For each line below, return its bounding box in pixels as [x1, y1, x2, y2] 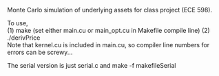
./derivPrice [7, 34, 41, 42]
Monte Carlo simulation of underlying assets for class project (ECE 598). [7, 6, 212, 14]
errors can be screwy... [7, 48, 73, 56]
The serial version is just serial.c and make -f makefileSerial [7, 62, 176, 69]
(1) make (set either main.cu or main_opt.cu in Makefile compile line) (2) [7, 27, 210, 34]
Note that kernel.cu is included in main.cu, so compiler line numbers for [7, 41, 210, 49]
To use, [7, 19, 29, 27]
